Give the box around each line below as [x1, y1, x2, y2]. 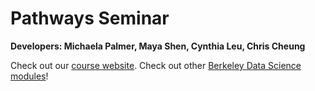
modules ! [10, 70, 49, 82]
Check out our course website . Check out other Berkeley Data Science [10, 59, 302, 71]
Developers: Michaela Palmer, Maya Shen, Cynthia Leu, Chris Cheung [10, 40, 306, 52]
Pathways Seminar [10, 7, 170, 30]
